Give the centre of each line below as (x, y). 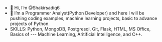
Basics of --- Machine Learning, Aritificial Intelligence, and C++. (76, 34)
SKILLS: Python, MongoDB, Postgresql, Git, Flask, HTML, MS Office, (80, 29)
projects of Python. (30, 23)
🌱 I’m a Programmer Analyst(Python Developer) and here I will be (77, 13)
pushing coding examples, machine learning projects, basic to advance (84, 18)
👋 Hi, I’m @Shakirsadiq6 (35, 8)
